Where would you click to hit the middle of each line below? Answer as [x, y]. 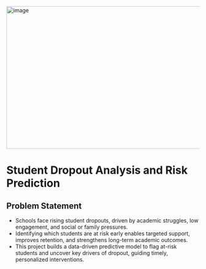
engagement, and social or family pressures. [71, 227]
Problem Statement [44, 206]
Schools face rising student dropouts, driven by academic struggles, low [107, 220]
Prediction [33, 183]
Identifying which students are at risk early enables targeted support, [102, 234]
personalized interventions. [50, 260]
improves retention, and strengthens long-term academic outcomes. [101, 240]
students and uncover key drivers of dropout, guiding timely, [92, 253]
